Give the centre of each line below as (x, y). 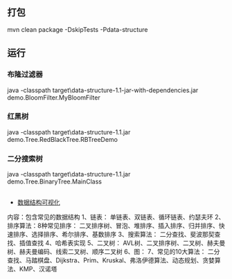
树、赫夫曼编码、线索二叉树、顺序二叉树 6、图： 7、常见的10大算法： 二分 (114, 252)
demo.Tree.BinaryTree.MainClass (55, 181)
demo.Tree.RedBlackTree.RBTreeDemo (62, 139)
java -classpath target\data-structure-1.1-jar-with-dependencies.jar (103, 90)
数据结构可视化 (38, 202)
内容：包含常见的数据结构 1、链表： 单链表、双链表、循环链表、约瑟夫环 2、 (116, 217)
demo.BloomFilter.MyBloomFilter (54, 97)
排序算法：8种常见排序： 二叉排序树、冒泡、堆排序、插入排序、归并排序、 (113, 226)
